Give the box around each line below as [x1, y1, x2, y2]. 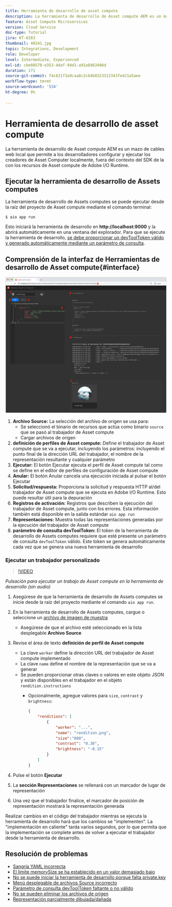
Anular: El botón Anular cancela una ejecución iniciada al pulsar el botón [12, 473, 166, 479]
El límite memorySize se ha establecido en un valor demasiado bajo [12, 868, 155, 875]
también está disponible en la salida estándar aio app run [12, 511, 135, 517]
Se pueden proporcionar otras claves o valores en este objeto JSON [20, 672, 164, 678]
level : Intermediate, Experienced [5, 57, 79, 62]
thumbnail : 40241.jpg [5, 41, 52, 46]
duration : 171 [5, 68, 36, 73]
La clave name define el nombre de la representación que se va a [20, 661, 156, 667]
